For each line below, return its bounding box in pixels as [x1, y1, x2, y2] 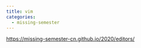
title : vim [6, 8, 33, 15]
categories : [6, 14, 36, 20]
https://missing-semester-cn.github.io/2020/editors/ [6, 36, 135, 43]
